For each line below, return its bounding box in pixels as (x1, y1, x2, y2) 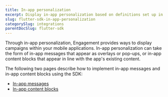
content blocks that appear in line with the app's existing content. (5, 56, 141, 62)
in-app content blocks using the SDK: (5, 71, 83, 77)
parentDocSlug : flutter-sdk (5, 26, 64, 31)
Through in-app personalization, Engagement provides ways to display (5, 40, 152, 46)
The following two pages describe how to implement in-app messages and (5, 66, 160, 72)
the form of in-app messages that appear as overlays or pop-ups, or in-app (5, 51, 162, 57)
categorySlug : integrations (5, 21, 64, 27)
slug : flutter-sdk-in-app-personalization (5, 17, 96, 22)
